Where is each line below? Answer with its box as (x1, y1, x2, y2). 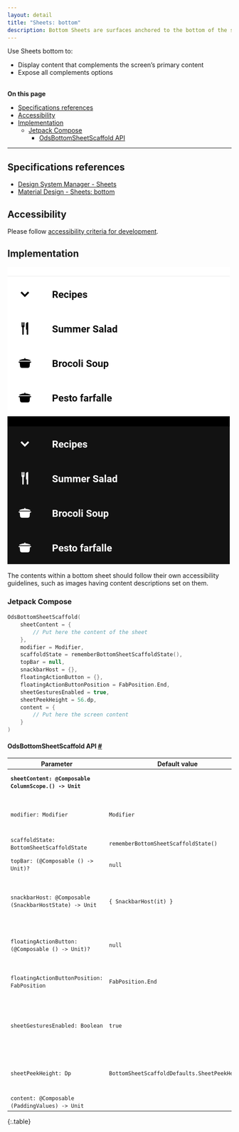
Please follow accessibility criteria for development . (7, 227, 159, 235)
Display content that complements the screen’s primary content (17, 61, 204, 69)
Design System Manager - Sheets (17, 180, 117, 189)
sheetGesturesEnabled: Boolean (10, 1022, 103, 1029)
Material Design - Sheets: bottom (17, 187, 115, 196)
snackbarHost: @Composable (10, 894, 90, 901)
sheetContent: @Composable (10, 775, 90, 782)
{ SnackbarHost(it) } (109, 898, 173, 905)
